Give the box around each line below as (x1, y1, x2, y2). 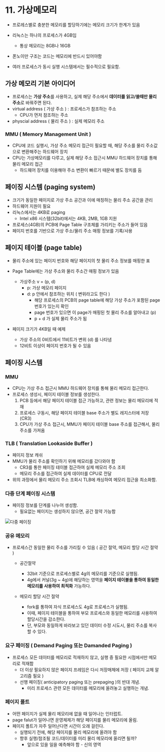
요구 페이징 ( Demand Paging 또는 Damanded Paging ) (5, 642, 132, 649)
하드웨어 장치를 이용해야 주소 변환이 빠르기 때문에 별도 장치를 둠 (19, 167, 142, 173)
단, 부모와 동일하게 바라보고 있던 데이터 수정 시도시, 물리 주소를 (27, 622, 148, 628)
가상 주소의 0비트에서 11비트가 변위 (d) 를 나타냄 (19, 336, 112, 342)
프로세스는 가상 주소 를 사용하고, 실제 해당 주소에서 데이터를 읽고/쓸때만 (12, 93, 148, 99)
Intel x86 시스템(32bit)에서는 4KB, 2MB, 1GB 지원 (19, 215, 117, 221)
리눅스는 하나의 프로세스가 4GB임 (12, 32, 77, 38)
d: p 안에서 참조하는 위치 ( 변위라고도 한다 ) (27, 291, 110, 297)
